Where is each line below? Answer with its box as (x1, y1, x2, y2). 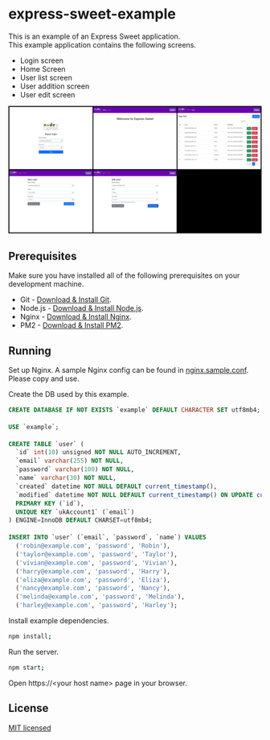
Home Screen (19, 64, 66, 73)
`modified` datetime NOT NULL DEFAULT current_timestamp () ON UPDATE (15, 490, 253, 499)
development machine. (8, 279, 84, 289)
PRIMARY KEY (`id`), (15, 499, 84, 507)
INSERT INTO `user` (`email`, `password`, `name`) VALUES (8, 533, 207, 542)
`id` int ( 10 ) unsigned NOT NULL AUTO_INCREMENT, (15, 449, 182, 457)
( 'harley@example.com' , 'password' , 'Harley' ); (15, 602, 178, 610)
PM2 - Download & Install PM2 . (19, 320, 124, 330)
